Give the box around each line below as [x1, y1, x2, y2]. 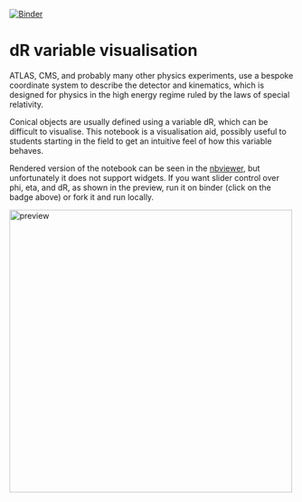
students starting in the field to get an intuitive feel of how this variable [9, 136, 272, 147]
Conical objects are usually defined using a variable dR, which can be [9, 116, 269, 127]
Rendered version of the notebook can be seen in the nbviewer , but [9, 163, 260, 174]
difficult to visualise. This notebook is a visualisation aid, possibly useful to [9, 126, 287, 137]
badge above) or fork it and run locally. [9, 191, 155, 203]
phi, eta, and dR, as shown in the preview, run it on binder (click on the [9, 182, 271, 193]
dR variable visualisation [9, 41, 198, 61]
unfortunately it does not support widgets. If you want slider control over [9, 172, 280, 183]
